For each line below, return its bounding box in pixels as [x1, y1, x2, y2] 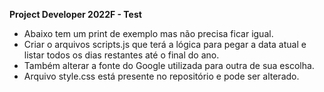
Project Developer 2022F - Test [9, 9, 142, 20]
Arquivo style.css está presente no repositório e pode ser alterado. [23, 70, 300, 82]
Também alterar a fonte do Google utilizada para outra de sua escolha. [23, 60, 315, 71]
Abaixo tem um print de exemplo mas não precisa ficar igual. [23, 28, 274, 39]
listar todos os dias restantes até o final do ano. [23, 49, 220, 61]
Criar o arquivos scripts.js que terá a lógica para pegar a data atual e [23, 39, 307, 50]
